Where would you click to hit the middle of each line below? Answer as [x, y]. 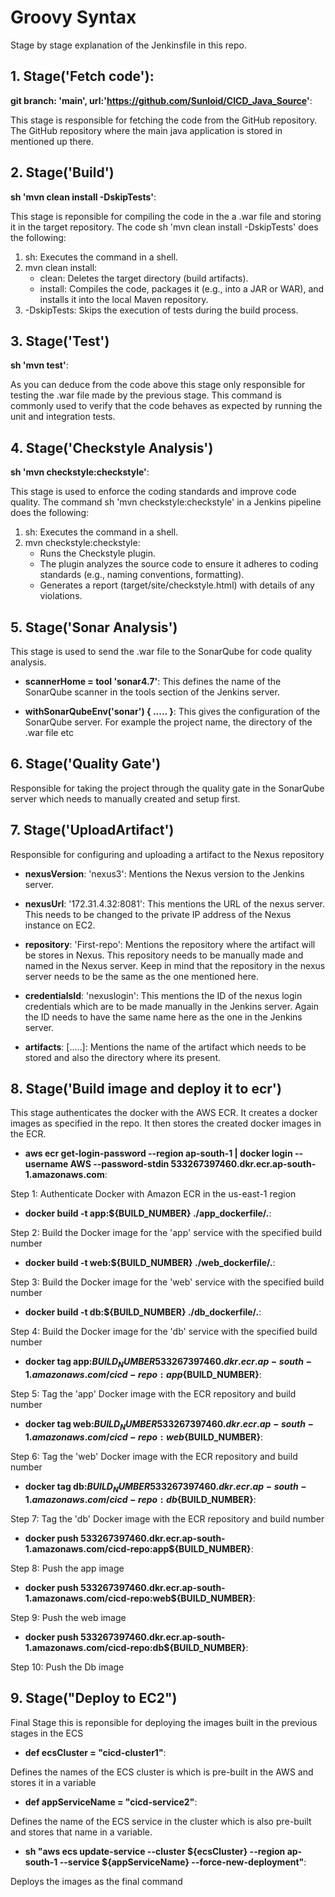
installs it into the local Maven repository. [124, 299]
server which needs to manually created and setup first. [125, 798]
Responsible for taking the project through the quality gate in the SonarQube [167, 788]
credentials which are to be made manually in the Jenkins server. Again [171, 1006]
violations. [61, 596]
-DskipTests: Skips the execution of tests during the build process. [161, 310]
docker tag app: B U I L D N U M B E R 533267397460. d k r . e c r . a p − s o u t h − [168, 1363]
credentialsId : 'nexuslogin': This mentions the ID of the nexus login [163, 995]
